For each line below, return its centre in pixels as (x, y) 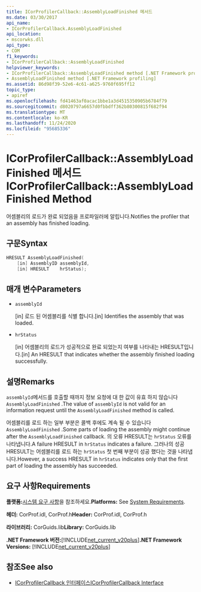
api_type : (19, 46)
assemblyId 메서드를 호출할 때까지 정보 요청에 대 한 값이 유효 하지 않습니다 (92, 397)
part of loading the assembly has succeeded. (62, 466)
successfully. (31, 361)
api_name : (19, 23)
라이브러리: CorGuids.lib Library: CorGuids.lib (61, 527)
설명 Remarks (31, 381)
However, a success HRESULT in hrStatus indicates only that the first (102, 459)
